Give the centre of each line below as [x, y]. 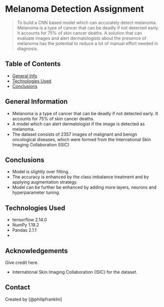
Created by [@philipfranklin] [34, 299]
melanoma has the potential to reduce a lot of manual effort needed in [87, 43]
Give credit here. [22, 262]
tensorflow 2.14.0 [30, 220]
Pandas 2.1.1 [24, 230]
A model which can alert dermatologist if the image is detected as [79, 124]
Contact [18, 287]
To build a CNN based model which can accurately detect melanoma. [87, 23]
